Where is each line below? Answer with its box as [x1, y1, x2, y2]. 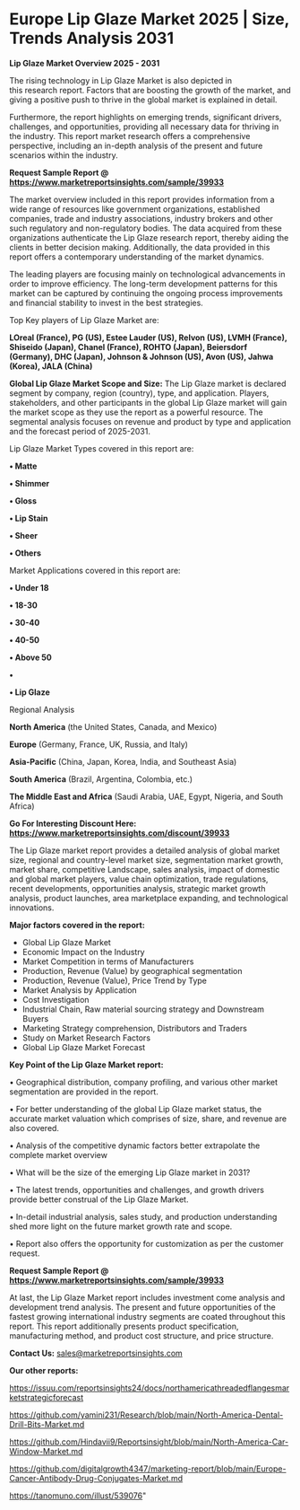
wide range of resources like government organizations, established [9, 203, 261, 215]
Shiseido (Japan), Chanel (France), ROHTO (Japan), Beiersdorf [9, 341, 248, 352]
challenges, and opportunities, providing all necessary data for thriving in [9, 121, 279, 132]
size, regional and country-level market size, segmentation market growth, [9, 854, 284, 865]
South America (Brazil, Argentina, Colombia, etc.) [9, 773, 193, 785]
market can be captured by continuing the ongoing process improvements [9, 287, 284, 298]
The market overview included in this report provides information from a [9, 194, 275, 205]
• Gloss [9, 495, 38, 506]
